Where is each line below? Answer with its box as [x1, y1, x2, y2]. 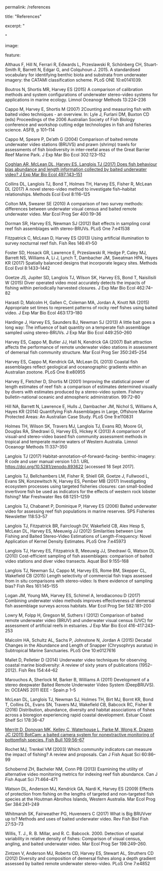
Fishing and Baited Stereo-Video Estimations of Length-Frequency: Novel [5, 533, 152, 539]
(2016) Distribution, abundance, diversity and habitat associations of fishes [5, 707, 155, 712]
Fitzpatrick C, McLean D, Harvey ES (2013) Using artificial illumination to [5, 235, 149, 241]
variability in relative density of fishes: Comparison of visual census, [5, 836, 142, 841]
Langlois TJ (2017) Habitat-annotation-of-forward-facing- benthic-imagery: [5, 453, 156, 459]
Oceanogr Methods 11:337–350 [5, 444, 67, 449]
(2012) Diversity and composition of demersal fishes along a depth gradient [5, 855, 156, 861]
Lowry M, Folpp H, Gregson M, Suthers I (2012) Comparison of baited [5, 612, 144, 618]
